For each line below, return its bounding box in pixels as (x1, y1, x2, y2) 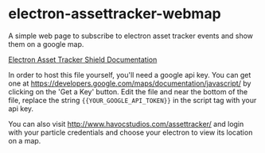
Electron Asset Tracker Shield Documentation (8, 55, 158, 64)
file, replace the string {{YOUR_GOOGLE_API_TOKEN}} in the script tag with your (8, 95, 257, 105)
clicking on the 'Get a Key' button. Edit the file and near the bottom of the (8, 86, 248, 96)
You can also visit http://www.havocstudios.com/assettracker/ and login (8, 119, 244, 128)
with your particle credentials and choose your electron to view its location (8, 128, 253, 137)
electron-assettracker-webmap (8, 5, 221, 23)
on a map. (8, 136, 41, 145)
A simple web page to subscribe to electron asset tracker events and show (8, 31, 253, 40)
